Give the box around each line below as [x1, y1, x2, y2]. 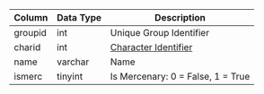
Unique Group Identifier [110, 27, 209, 38]
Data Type [57, 12, 101, 23]
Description [154, 12, 207, 23]
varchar [57, 56, 90, 68]
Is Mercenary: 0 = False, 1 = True [110, 71, 251, 82]
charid [13, 41, 41, 53]
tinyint [57, 71, 84, 82]
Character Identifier [110, 41, 193, 53]
